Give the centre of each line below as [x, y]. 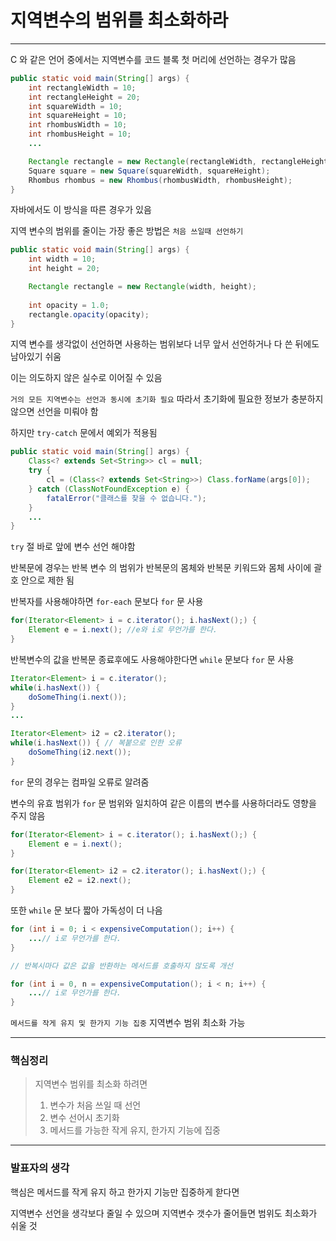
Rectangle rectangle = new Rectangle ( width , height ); [142, 287]
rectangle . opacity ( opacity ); [89, 314]
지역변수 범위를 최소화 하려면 [91, 1084]
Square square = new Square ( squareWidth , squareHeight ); [149, 171]
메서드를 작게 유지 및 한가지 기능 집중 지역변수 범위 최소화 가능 [128, 1023]
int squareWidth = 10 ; [75, 106]
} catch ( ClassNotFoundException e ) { [109, 489]
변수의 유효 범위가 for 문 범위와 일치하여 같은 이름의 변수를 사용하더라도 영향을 [163, 803]
